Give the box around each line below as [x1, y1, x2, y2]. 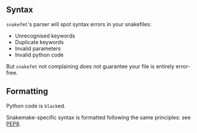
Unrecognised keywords [14, 32, 76, 39]
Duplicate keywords [14, 38, 64, 45]
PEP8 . [6, 120, 21, 127]
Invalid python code [14, 51, 64, 58]
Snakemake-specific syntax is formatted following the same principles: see [6, 113, 191, 121]
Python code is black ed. [6, 102, 66, 109]
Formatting [6, 86, 48, 97]
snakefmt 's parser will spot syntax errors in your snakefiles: [6, 20, 152, 27]
